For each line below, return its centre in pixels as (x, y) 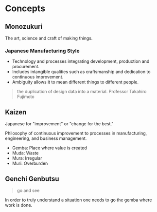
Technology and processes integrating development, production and (81, 61)
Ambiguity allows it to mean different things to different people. (75, 82)
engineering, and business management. (46, 138)
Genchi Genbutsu (32, 179)
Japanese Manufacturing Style (43, 51)
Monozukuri (24, 27)
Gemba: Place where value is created (50, 148)
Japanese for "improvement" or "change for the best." (59, 124)
